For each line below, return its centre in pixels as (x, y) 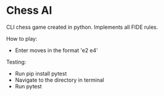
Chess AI (29, 10)
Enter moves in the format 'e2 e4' (56, 50)
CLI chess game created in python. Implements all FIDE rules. (82, 27)
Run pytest (28, 86)
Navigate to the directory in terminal (59, 80)
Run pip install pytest (41, 73)
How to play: (22, 38)
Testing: (16, 62)
